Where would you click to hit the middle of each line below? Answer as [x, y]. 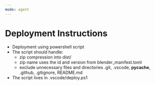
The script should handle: [38, 52]
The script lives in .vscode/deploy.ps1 [50, 77]
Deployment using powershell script [48, 47]
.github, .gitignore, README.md [51, 72]
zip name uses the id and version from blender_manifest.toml [81, 62]
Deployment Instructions [56, 33]
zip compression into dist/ [45, 57]
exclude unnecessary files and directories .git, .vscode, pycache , [85, 67]
